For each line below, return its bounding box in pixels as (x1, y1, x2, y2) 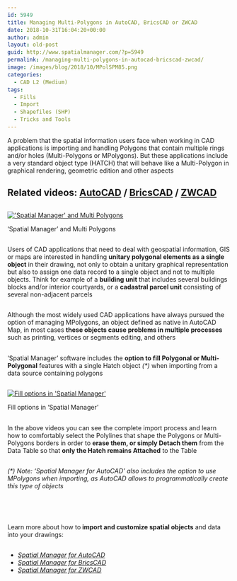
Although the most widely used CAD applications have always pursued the (7, 311, 225, 319)
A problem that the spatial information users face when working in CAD (7, 136, 214, 144)
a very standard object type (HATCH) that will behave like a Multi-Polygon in (7, 159, 230, 167)
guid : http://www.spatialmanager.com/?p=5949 (7, 49, 144, 56)
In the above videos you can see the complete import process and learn (7, 423, 217, 432)
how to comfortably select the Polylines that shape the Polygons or (7, 431, 203, 439)
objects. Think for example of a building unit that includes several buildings (7, 275, 228, 284)
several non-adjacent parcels (7, 290, 93, 299)
